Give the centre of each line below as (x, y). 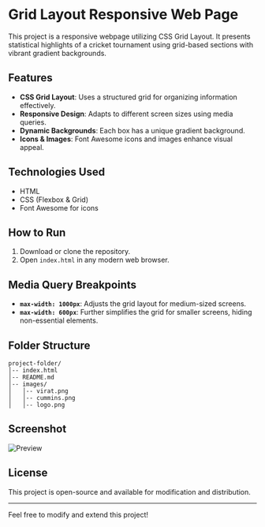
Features (30, 78)
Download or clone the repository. (75, 252)
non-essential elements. (59, 320)
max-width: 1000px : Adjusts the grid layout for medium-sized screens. (133, 304)
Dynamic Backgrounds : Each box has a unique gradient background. (132, 130)
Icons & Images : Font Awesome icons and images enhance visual (126, 139)
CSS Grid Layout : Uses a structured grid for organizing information (129, 97)
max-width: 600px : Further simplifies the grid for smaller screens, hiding (136, 312)
